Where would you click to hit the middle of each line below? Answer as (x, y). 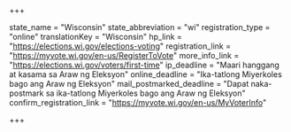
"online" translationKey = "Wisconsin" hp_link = (96, 37)
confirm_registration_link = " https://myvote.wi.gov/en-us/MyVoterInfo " (138, 102)
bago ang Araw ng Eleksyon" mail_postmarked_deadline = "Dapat (129, 84)
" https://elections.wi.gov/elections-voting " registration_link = (120, 46)
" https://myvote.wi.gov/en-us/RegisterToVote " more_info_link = (124, 55)
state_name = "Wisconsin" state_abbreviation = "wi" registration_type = (140, 27)
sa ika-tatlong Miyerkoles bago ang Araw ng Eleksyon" (145, 93)
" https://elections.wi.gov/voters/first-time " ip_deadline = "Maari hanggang (145, 65)
